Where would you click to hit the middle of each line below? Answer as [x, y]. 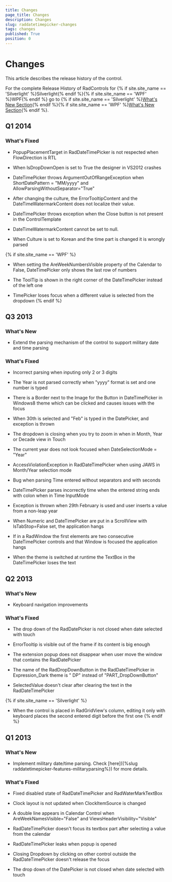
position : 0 [18, 39]
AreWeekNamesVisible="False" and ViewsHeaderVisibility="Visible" [85, 819]
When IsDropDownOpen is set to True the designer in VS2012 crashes [87, 167]
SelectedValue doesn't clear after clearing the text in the [72, 685]
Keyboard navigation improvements [50, 605]
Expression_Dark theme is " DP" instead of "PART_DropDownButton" [85, 675]
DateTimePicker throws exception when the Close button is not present [88, 214]
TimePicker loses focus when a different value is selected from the [83, 295]
